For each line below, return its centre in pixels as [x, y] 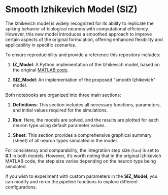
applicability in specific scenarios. [41, 45]
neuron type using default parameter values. [59, 125]
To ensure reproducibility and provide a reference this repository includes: [83, 55]
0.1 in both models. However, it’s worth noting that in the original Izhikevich [83, 155]
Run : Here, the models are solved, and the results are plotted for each [86, 120]
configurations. [21, 187]
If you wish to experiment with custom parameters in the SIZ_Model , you [81, 176]
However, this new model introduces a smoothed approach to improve [79, 34]
